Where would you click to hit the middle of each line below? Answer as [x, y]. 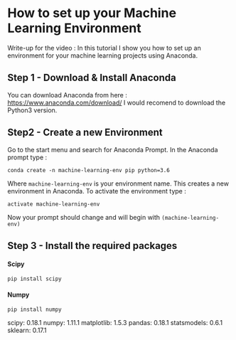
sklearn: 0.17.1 [27, 330]
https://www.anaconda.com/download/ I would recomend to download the [117, 102]
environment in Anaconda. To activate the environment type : [97, 191]
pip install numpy [34, 310]
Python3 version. [32, 110]
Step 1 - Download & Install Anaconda [92, 78]
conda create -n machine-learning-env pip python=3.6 [89, 170]
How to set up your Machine [92, 13]
